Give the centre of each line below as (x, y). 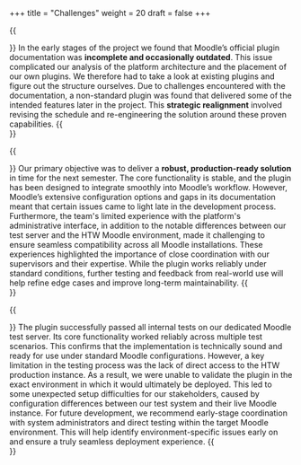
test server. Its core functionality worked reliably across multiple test (136, 337)
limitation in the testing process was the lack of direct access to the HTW (145, 365)
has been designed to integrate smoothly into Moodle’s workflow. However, (148, 187)
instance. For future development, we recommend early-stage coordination (148, 413)
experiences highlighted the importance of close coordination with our (140, 254)
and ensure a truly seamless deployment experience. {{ (112, 442)
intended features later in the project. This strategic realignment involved (146, 105)
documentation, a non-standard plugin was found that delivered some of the (150, 95)
